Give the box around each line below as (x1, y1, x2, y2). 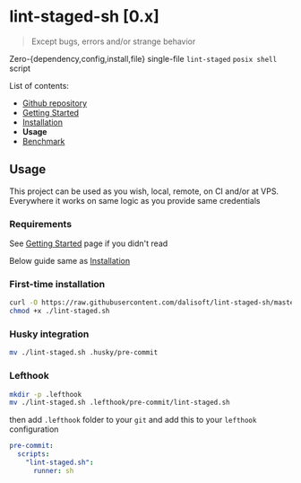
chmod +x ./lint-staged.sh (9, 307, 110, 316)
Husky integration (9, 328, 90, 340)
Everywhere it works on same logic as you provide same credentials (9, 195, 261, 206)
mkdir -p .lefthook (9, 390, 82, 399)
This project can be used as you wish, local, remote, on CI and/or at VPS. (9, 186, 279, 197)
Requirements (9, 217, 73, 230)
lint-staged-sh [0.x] (9, 6, 159, 27)
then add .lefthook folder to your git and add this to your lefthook (9, 415, 257, 426)
